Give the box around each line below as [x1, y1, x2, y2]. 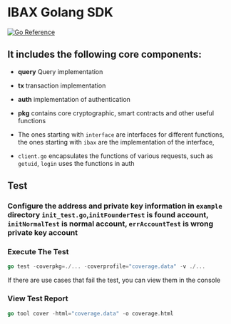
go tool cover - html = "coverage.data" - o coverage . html [7, 310, 174, 317]
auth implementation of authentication [17, 95, 130, 103]
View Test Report [7, 293, 68, 303]
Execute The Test [7, 246, 69, 256]
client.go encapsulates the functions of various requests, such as [17, 151, 214, 160]
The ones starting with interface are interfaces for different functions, [17, 130, 225, 139]
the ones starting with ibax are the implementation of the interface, [17, 137, 215, 146]
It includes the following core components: [7, 48, 202, 61]
